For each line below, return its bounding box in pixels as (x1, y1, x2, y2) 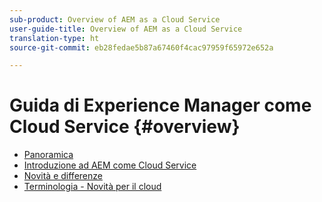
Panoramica (23, 149, 74, 161)
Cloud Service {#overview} (9, 116, 241, 138)
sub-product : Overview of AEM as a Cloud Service (9, 14, 221, 25)
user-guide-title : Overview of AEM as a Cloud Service (9, 24, 243, 34)
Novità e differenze (23, 170, 103, 182)
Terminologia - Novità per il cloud (23, 181, 162, 193)
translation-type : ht (9, 33, 100, 43)
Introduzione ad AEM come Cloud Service (23, 159, 197, 171)
